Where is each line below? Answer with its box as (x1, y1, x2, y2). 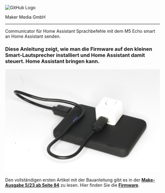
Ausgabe (5, 182, 25, 188)
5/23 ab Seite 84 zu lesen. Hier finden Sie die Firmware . (25, 182, 140, 188)
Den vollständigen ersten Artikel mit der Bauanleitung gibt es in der (5, 177, 141, 183)
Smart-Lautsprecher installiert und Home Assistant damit (5, 51, 145, 58)
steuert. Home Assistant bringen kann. (5, 58, 100, 65)
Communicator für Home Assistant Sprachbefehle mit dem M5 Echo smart (5, 28, 156, 34)
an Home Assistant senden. (5, 33, 61, 39)
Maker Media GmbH (5, 14, 46, 20)
